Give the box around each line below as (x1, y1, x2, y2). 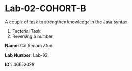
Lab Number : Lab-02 (5, 52, 48, 58)
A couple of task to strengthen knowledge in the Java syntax (5, 19, 128, 25)
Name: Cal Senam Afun (5, 43, 53, 48)
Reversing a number (12, 33, 53, 39)
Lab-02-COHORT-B (5, 3, 87, 14)
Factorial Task (12, 28, 41, 34)
